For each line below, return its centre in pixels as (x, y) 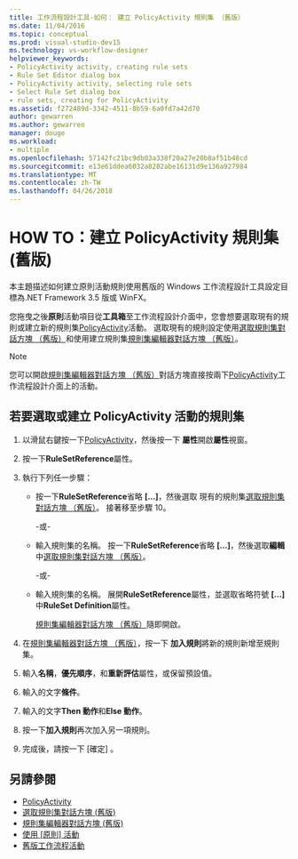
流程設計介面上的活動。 (59, 385)
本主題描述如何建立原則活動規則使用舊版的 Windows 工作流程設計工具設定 (145, 286)
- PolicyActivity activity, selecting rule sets (101, 84)
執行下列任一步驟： (57, 478)
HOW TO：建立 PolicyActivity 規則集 (144, 238)
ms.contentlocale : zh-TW (55, 183)
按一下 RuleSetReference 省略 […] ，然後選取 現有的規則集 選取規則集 (160, 496)
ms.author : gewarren (47, 125)
